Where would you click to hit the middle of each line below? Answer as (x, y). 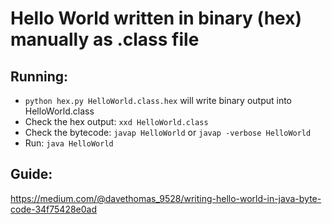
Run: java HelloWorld (69, 143)
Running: (39, 76)
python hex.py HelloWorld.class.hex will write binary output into (158, 100)
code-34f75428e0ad (54, 209)
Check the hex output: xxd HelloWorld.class (116, 121)
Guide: (31, 174)
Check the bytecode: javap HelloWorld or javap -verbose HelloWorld (168, 132)
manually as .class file (105, 39)
